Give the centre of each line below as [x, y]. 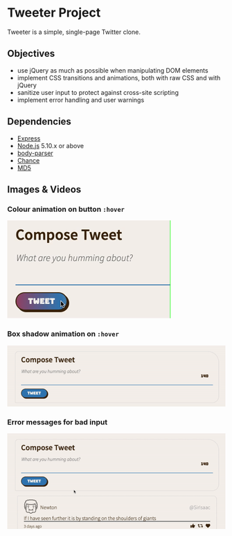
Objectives [31, 54]
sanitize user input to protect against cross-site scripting [98, 92]
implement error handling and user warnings [81, 100]
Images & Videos [44, 189]
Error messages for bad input [57, 422]
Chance [28, 160]
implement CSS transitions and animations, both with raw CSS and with [119, 78]
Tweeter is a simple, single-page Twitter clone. [74, 32]
